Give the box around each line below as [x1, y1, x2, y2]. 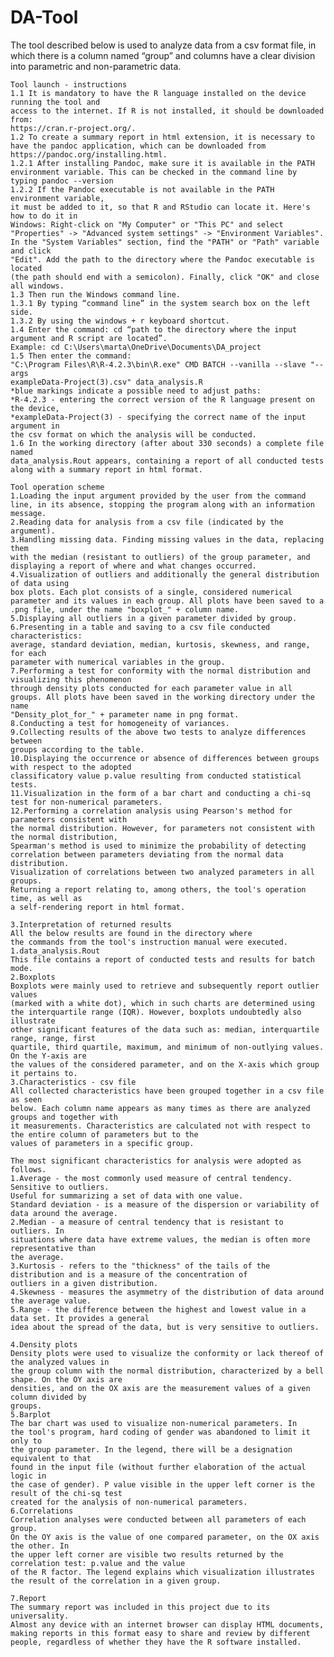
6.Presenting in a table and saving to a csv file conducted [10, 622, 271, 632]
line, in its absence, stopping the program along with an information [10, 499, 315, 510]
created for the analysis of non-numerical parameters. [10, 1497, 248, 1507]
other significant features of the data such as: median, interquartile [10, 1024, 320, 1035]
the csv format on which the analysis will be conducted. [10, 429, 257, 440]
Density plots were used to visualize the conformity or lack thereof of [10, 1348, 325, 1358]
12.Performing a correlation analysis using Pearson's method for [10, 806, 293, 816]
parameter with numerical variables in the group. [10, 657, 226, 667]
